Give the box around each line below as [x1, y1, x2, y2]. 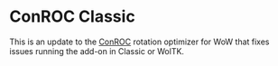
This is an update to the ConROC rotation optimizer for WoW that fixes [9, 36, 270, 47]
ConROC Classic [9, 6, 135, 27]
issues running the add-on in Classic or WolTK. [9, 45, 185, 56]
